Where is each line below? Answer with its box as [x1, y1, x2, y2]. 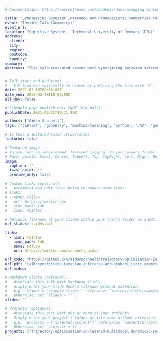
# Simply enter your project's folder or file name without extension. [5, 315, 158, 320]
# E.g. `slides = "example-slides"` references [5, 289, 108, 293]
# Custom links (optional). [5, 181, 62, 186]
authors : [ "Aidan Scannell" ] [5, 119, 64, 124]
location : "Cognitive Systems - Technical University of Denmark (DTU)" [5, 30, 155, 34]
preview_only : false [9, 172, 51, 177]
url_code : [5, 257, 25, 262]
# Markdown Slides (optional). [5, 275, 68, 280]
